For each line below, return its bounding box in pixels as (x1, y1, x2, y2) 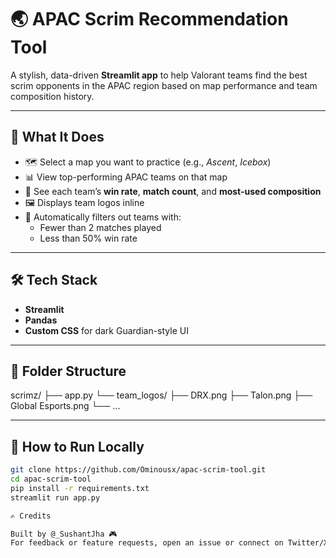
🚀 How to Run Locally (10, 438, 145, 455)
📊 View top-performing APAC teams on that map (24, 171, 228, 183)
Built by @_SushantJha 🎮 (10, 529, 118, 539)
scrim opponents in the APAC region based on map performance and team (10, 79, 318, 91)
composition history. (10, 90, 95, 102)
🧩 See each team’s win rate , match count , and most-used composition (24, 185, 322, 197)
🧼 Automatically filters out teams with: (24, 211, 182, 223)
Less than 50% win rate (39, 232, 138, 244)
